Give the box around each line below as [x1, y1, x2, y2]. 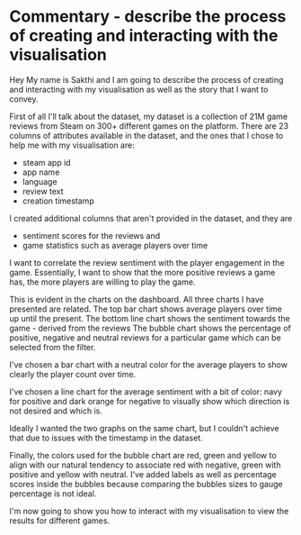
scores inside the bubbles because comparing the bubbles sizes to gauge [9, 478, 283, 489]
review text [22, 186, 65, 196]
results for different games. [9, 515, 111, 526]
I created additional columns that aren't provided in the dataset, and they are [9, 213, 293, 223]
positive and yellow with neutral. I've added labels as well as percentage [9, 468, 277, 479]
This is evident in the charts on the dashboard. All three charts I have [9, 294, 264, 304]
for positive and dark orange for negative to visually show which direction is [9, 395, 290, 406]
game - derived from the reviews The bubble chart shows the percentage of [9, 322, 292, 333]
